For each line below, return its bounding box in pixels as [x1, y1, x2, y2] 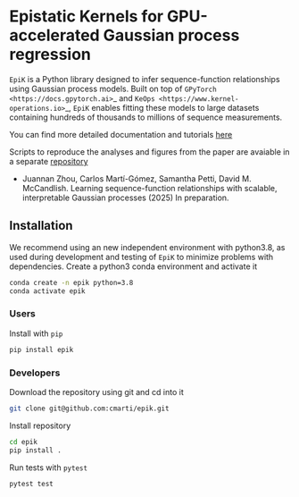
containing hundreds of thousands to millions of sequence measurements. [9, 112, 283, 122]
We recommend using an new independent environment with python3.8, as [9, 241, 286, 252]
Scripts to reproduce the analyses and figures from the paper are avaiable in [9, 146, 290, 157]
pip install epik [9, 345, 74, 354]
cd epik [9, 437, 38, 446]
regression [9, 45, 92, 64]
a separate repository [9, 156, 88, 166]
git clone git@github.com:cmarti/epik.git [9, 404, 170, 413]
